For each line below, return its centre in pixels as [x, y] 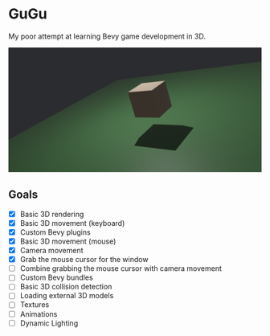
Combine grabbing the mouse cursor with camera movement [121, 268]
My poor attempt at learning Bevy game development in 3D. [107, 36]
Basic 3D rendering [52, 214]
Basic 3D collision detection [66, 287]
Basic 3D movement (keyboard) [72, 223]
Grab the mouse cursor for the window [84, 260]
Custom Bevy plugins [55, 232]
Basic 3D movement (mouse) [68, 241]
